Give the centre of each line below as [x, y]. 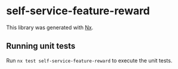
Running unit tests [41, 46]
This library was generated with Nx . [50, 27]
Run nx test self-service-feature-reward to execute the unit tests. [89, 60]
